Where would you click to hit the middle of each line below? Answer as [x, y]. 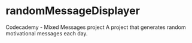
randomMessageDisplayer [73, 11]
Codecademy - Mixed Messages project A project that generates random [96, 27]
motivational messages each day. [47, 33]
